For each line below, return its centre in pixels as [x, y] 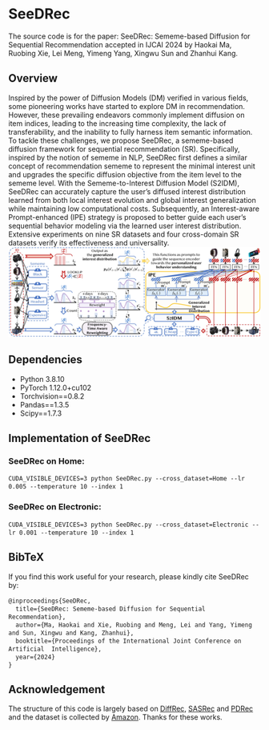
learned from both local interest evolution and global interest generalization [132, 200]
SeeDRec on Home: [47, 461]
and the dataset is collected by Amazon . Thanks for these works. [115, 717]
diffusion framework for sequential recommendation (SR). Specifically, [124, 148]
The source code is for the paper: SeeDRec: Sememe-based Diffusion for [129, 36]
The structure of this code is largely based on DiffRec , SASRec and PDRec [131, 709]
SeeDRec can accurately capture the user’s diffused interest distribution [127, 191]
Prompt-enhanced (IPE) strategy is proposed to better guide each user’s [127, 217]
